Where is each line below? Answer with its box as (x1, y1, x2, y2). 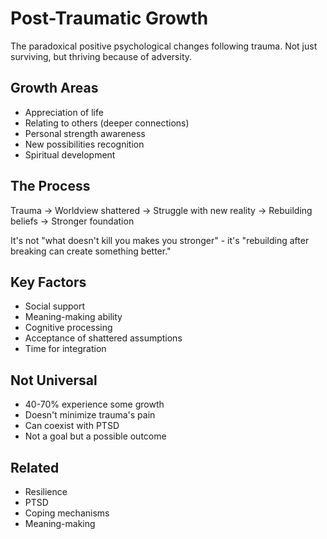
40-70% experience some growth (24, 398, 165, 411)
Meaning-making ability (24, 311, 123, 323)
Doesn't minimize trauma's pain (24, 409, 156, 421)
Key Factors (10, 273, 87, 291)
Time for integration (24, 343, 107, 355)
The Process (10, 178, 91, 195)
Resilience (24, 486, 68, 497)
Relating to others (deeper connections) (24, 117, 190, 129)
